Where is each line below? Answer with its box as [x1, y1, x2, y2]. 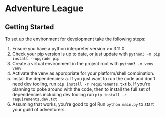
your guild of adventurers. [12, 107, 66, 112]
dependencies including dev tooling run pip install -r [12, 92, 127, 97]
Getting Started [5, 23, 54, 31]
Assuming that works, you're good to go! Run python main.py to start [12, 101, 154, 107]
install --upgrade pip [12, 56, 60, 61]
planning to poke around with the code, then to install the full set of [12, 86, 151, 92]
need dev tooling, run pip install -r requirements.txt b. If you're [12, 81, 151, 87]
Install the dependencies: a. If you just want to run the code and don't [12, 76, 156, 81]
